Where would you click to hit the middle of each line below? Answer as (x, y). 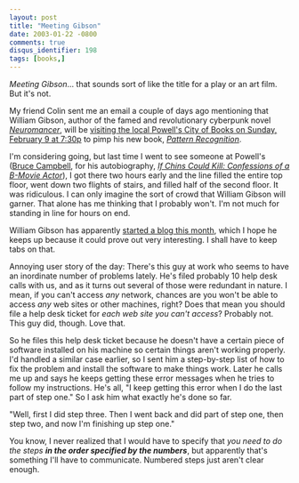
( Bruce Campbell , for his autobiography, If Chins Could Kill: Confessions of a (149, 166)
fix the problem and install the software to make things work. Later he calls (146, 369)
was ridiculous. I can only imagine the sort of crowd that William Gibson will (148, 194)
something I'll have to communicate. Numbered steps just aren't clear (137, 460)
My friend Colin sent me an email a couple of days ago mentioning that (139, 111)
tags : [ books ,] (37, 59)
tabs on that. (32, 249)
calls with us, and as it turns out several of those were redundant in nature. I (148, 285)
